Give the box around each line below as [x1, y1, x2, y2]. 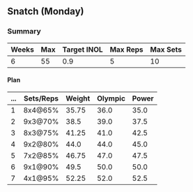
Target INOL [62, 45, 103, 54]
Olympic [96, 94, 125, 103]
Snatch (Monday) [7, 6, 84, 17]
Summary [7, 27, 42, 36]
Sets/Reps [23, 94, 59, 103]
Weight [65, 94, 91, 103]
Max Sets [150, 45, 183, 54]
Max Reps [109, 45, 144, 54]
